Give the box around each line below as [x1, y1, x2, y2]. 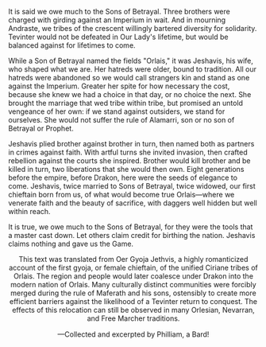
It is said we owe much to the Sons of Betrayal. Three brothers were [8, 7, 230, 16]
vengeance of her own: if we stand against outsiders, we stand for [8, 107, 226, 116]
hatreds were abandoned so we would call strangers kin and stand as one [8, 73, 250, 82]
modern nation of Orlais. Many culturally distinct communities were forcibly [10, 280, 256, 289]
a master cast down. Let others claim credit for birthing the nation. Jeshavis [8, 231, 256, 240]
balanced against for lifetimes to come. [8, 41, 137, 50]
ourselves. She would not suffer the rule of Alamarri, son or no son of [8, 115, 235, 124]
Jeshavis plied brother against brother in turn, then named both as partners [8, 139, 255, 148]
